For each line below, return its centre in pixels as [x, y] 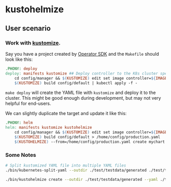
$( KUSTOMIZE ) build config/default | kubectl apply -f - [76, 83]
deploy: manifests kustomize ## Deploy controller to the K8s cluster [82, 73]
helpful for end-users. [28, 104]
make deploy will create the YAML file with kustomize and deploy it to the [81, 92]
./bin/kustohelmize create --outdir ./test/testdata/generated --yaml [82, 179]
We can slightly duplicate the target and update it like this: [66, 113]
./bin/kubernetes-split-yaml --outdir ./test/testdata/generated [76, 170]
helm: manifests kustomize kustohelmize [49, 128]
